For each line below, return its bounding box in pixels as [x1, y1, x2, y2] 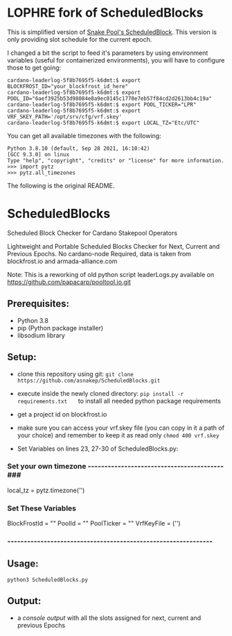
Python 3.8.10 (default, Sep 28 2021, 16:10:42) [7, 144, 150, 152]
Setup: [7, 351, 37, 363]
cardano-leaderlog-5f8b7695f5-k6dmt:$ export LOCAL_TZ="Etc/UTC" [7, 119, 199, 126]
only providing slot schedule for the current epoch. [7, 35, 152, 43]
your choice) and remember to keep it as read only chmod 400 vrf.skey [17, 430, 220, 439]
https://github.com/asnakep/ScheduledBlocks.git [17, 377, 161, 384]
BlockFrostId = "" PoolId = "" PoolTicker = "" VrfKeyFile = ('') [7, 519, 181, 528]
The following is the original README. [7, 181, 115, 190]
